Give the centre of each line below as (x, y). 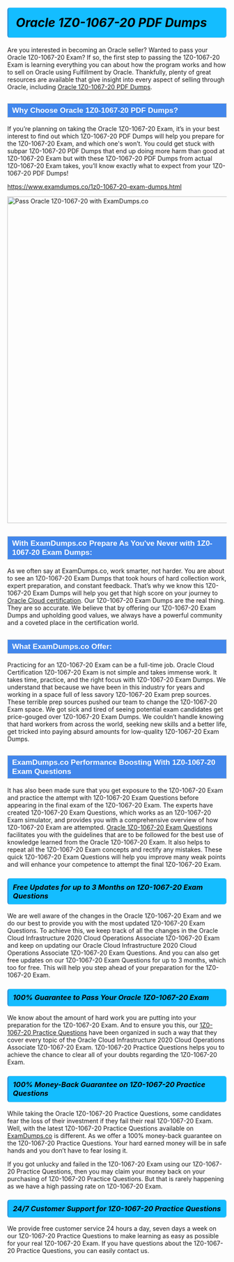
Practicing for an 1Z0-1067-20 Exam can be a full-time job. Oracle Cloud (111, 665)
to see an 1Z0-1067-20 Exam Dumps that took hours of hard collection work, (117, 578)
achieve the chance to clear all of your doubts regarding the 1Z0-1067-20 (112, 1054)
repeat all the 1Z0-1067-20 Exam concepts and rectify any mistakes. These (115, 849)
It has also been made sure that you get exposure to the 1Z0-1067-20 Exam (115, 790)
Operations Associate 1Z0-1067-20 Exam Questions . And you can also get (114, 953)
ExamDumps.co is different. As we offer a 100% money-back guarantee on (114, 1135)
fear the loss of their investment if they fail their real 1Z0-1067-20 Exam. (110, 1121)
